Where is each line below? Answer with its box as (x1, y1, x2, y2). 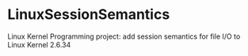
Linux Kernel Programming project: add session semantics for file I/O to (7, 32, 241, 41)
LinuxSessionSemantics (7, 6, 170, 24)
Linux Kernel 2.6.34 (7, 39, 71, 49)
